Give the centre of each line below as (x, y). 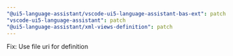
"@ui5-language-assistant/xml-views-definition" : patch (90, 27)
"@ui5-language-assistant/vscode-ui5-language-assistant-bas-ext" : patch (116, 14)
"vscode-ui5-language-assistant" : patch (66, 20)
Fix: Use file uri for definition (48, 47)
